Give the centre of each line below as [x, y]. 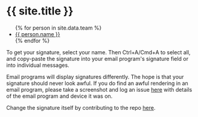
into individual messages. [38, 65]
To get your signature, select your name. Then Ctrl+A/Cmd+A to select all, [98, 52]
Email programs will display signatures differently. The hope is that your [95, 77]
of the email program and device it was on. [59, 96]
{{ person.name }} [37, 34]
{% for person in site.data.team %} [58, 28]
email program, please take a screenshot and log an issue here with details [99, 89]
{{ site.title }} [40, 11]
